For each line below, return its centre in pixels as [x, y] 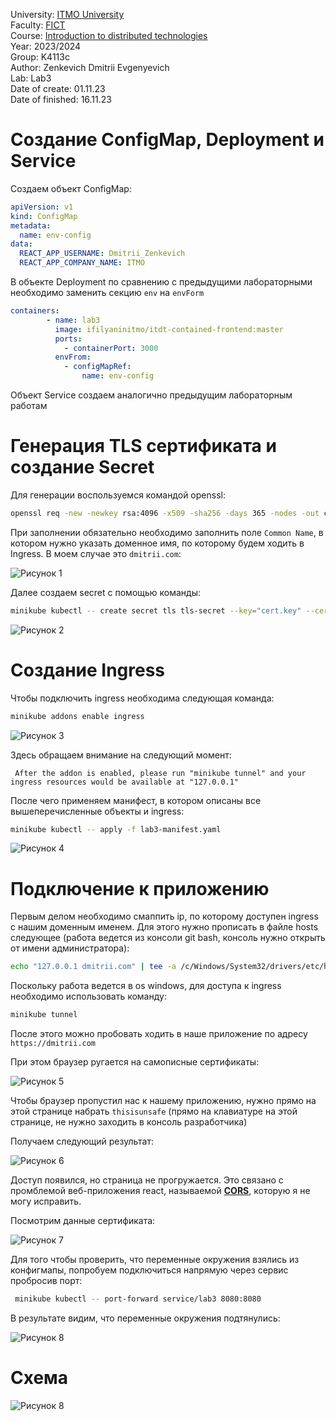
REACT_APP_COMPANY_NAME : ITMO [82, 263]
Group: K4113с [40, 57]
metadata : [31, 225]
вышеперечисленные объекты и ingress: [97, 811]
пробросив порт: [46, 1281]
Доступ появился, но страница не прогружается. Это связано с [147, 1180]
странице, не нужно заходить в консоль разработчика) [129, 1122]
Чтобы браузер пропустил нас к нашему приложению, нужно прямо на [163, 1101]
